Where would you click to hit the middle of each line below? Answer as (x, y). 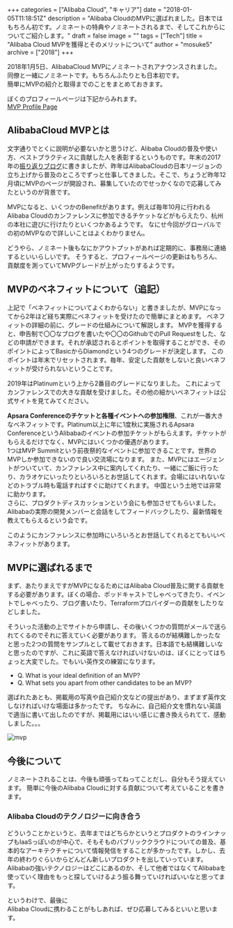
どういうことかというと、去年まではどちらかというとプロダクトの (102, 833)
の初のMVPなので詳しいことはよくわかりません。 (78, 233)
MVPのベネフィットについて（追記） (86, 290)
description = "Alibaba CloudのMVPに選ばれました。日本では (135, 18)
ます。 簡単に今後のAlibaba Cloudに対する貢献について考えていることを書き (116, 788)
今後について (35, 761)
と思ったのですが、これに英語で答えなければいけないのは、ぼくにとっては (114, 653)
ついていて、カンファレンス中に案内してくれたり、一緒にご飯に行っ (116, 468)
